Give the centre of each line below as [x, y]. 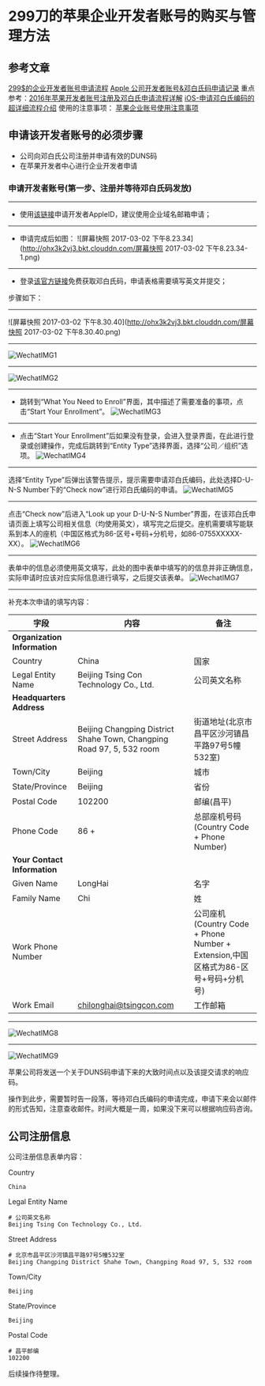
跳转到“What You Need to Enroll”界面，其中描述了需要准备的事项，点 [131, 402]
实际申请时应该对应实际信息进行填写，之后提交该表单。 [98, 577]
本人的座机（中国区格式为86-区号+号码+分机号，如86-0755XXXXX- [132, 534]
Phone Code [35, 831]
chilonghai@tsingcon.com [126, 1005]
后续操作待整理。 [36, 1373]
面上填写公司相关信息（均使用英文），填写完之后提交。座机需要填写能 [134, 524]
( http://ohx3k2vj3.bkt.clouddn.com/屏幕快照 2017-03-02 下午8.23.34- [134, 248]
